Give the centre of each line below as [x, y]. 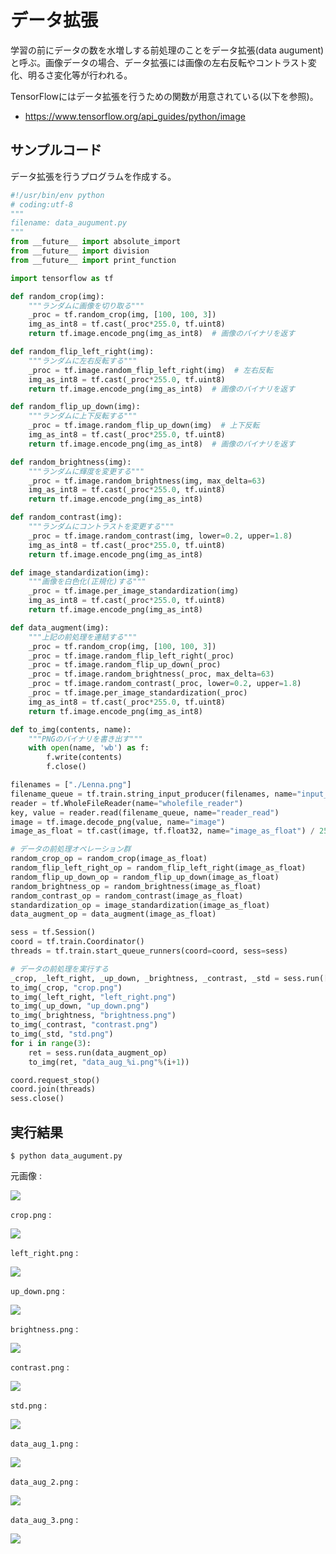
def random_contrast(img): [66, 517]
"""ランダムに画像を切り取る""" [86, 306]
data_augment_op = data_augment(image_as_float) [113, 914]
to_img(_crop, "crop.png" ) [66, 987]
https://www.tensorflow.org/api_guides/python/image [135, 116]
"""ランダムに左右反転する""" [83, 361]
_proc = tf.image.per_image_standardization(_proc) [138, 693]
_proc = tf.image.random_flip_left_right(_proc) [131, 656]
